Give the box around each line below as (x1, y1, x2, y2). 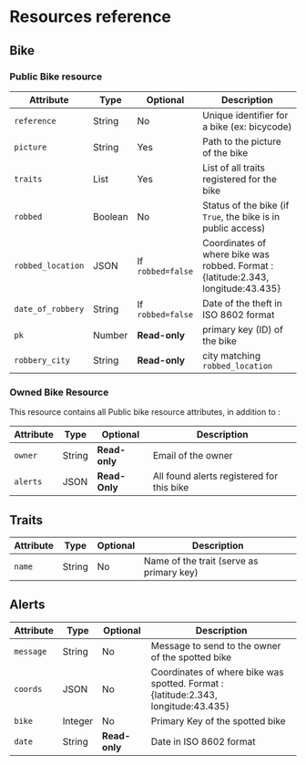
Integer (62, 714, 94, 727)
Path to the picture (202, 135, 282, 148)
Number (92, 328, 128, 341)
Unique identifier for (202, 109, 289, 121)
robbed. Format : (202, 259, 274, 272)
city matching (202, 349, 261, 362)
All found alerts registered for (152, 470, 279, 482)
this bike (152, 481, 189, 494)
